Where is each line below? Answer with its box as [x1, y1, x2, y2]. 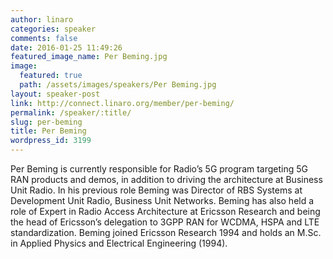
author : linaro [10, 14, 74, 25]
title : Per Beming [10, 126, 87, 136]
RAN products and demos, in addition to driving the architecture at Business [10, 174, 323, 185]
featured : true [19, 71, 83, 81]
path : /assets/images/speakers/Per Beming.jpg [19, 80, 217, 90]
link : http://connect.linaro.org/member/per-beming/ [10, 98, 235, 108]
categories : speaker [10, 24, 97, 34]
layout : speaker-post [10, 89, 101, 99]
